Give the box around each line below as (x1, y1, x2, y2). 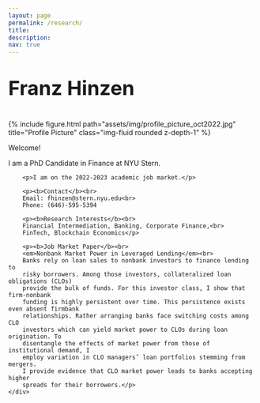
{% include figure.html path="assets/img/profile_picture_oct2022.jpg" (8, 119, 236, 129)
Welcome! (8, 143, 41, 153)
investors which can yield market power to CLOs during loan (22, 326, 228, 334)
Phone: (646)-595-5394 (22, 201, 97, 209)
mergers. (8, 360, 37, 368)
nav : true (8, 41, 41, 49)
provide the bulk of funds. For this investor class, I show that (22, 284, 246, 292)
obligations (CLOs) (8, 277, 73, 285)
